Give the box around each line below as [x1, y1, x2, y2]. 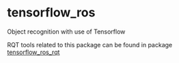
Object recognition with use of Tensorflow [7, 27, 126, 36]
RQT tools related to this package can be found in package [7, 40, 173, 49]
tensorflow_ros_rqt [7, 48, 60, 56]
